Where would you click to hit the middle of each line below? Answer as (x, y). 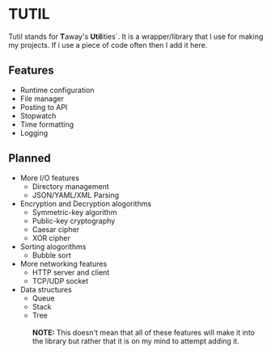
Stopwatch (38, 116)
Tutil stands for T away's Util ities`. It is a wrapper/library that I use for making (136, 36)
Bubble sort (51, 255)
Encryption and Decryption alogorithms (86, 204)
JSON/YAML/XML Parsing (76, 195)
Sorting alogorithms (53, 247)
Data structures (46, 289)
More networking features (64, 263)
